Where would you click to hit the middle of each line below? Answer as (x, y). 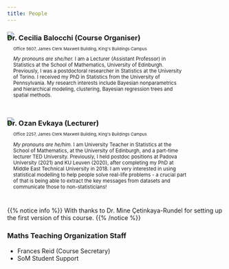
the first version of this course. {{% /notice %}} (74, 218)
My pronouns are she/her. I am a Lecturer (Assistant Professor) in (90, 59)
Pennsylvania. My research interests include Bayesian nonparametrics (95, 83)
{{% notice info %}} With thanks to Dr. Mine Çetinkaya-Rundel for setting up (115, 210)
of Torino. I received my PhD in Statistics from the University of (87, 77)
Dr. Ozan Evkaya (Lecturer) (53, 123)
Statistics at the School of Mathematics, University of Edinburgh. (88, 65)
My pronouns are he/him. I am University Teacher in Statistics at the (92, 145)
